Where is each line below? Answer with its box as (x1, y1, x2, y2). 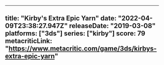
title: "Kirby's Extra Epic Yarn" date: (5, 14, 117, 22)
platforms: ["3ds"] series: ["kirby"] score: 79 (5, 30, 145, 38)
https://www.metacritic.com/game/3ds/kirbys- (8, 45, 157, 53)
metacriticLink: (5, 37, 52, 45)
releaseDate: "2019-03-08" (69, 22, 156, 30)
